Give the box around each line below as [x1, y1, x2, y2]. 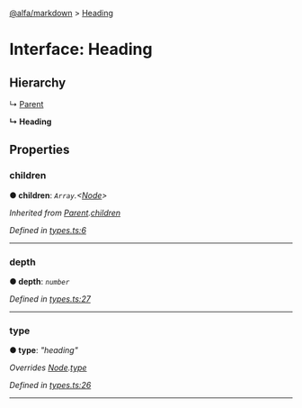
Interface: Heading [9, 40, 153, 59]
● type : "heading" [9, 345, 78, 356]
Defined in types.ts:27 [9, 293, 92, 304]
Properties [9, 142, 70, 158]
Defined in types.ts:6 [9, 224, 87, 235]
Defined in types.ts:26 [9, 380, 92, 391]
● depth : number [9, 276, 70, 286]
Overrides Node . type [9, 362, 87, 373]
